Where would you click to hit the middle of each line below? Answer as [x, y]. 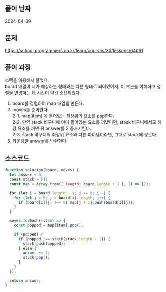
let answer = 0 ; [26, 175]
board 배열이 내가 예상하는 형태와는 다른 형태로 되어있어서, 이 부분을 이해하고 [80, 87]
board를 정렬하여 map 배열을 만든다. [48, 103]
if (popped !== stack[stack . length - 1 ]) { [64, 239]
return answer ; [25, 280]
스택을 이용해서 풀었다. [27, 80]
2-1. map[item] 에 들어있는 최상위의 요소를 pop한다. [63, 116]
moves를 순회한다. [30, 110]
